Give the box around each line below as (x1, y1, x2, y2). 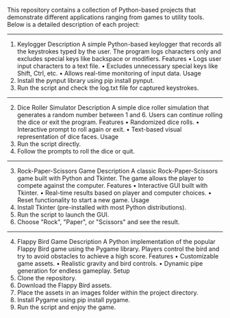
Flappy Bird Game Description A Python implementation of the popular (16, 238, 216, 245)
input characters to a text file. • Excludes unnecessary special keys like (16, 62, 218, 70)
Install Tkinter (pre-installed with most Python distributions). (16, 204, 187, 211)
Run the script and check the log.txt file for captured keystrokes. (16, 84, 199, 92)
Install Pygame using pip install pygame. (16, 296, 131, 304)
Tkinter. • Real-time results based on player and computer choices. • (16, 188, 212, 197)
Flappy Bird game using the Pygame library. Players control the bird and (16, 245, 220, 253)
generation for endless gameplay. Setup (16, 267, 130, 275)
